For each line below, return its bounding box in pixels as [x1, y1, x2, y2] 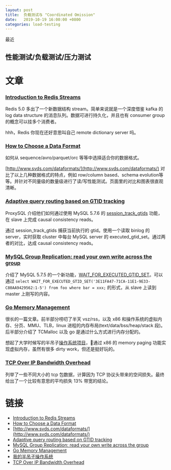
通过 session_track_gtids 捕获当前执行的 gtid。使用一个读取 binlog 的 [5, 227, 150, 233]
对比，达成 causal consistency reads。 [14, 240, 96, 246]
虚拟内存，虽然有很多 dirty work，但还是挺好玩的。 [9, 346, 117, 352]
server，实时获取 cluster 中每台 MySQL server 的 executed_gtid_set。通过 [5, 233, 161, 240]
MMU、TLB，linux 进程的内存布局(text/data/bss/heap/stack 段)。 [27, 323, 165, 329]
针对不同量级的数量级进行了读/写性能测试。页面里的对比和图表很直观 [18, 178, 164, 184]
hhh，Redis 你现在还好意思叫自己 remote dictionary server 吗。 [5, 130, 139, 136]
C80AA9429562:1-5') [5, 285, 47, 291]
